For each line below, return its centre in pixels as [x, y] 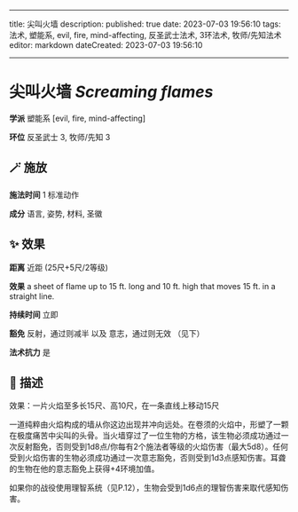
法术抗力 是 [30, 352]
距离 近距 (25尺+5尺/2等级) [59, 267]
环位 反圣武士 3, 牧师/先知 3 [60, 137]
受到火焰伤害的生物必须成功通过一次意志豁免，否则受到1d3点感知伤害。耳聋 [148, 458]
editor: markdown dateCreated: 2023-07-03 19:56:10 [106, 45]
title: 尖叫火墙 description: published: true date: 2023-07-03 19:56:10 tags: [145, 24]
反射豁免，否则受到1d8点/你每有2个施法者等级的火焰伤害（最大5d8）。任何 [153, 447]
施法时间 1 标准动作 [44, 194]
